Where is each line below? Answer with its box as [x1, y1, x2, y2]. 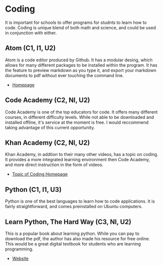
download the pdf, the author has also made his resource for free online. [5, 236, 150, 242]
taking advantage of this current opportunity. [5, 124, 95, 130]
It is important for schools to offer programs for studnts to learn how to [5, 19, 147, 25]
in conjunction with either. [5, 30, 57, 36]
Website [12, 256, 29, 261]
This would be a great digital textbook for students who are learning [5, 241, 141, 247]
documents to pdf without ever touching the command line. [5, 72, 124, 78]
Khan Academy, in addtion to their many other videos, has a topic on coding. [5, 152, 159, 157]
